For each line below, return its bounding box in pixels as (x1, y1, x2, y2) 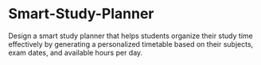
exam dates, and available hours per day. (8, 48, 143, 57)
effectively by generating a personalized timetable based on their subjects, (8, 39, 254, 48)
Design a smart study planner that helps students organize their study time (8, 31, 253, 40)
